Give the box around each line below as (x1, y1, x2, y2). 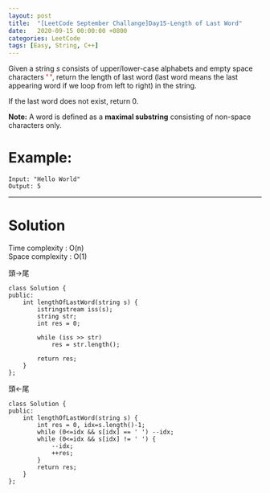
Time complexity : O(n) (8, 243, 84, 253)
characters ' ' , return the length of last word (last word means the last (8, 72, 239, 82)
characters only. (8, 121, 62, 130)
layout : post (8, 11, 52, 20)
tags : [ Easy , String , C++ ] (8, 42, 99, 50)
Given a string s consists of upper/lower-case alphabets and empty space (8, 64, 253, 73)
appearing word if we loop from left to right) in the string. (8, 81, 197, 91)
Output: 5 (8, 183, 42, 191)
